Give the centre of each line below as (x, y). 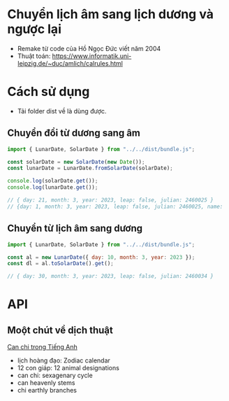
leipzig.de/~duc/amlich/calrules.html (70, 63)
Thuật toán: (34, 56)
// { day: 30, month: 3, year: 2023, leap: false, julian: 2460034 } (111, 276)
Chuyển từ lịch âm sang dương (75, 228)
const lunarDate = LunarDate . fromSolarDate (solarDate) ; (90, 168)
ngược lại (34, 29)
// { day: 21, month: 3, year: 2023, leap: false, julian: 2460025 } (111, 200)
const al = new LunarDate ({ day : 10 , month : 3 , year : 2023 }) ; (101, 257)
